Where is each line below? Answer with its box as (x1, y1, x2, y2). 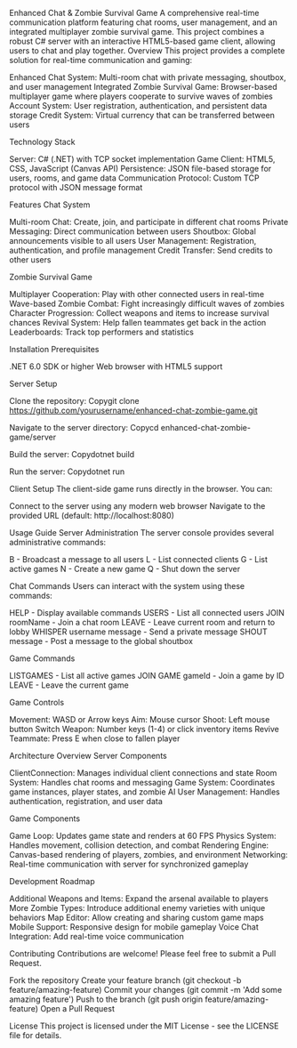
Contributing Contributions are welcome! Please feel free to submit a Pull (9, 948, 277, 959)
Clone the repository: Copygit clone (9, 396, 140, 406)
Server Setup (9, 378, 58, 389)
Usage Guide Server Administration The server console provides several (9, 528, 274, 537)
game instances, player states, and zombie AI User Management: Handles (9, 786, 280, 797)
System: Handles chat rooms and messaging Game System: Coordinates (9, 778, 276, 787)
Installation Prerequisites (9, 344, 100, 354)
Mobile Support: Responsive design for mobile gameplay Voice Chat (9, 922, 260, 932)
